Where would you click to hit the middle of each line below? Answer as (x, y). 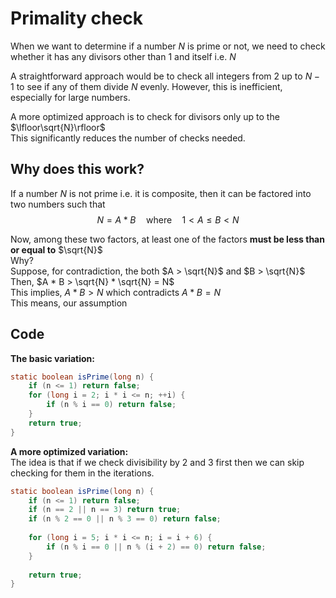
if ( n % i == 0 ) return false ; (111, 405)
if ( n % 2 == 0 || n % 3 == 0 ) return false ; (125, 519)
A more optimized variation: (69, 451)
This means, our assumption (69, 303)
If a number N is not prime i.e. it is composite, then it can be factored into (161, 193)
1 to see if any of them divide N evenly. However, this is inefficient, (146, 86)
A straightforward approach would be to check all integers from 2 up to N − (165, 76)
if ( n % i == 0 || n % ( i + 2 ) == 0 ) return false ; (156, 547)
